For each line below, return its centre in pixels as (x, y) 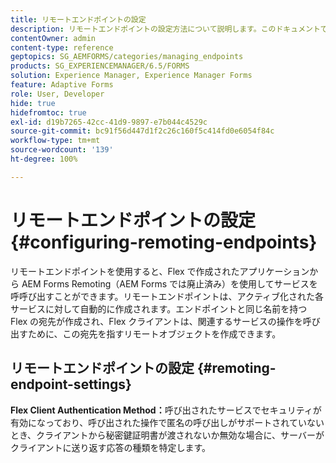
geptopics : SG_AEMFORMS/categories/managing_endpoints (127, 57)
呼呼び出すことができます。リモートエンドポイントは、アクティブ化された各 (167, 296)
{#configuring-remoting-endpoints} (164, 242)
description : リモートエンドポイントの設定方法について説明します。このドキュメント (165, 29)
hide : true (33, 103)
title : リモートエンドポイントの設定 (78, 19)
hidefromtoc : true (48, 112)
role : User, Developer (57, 94)
